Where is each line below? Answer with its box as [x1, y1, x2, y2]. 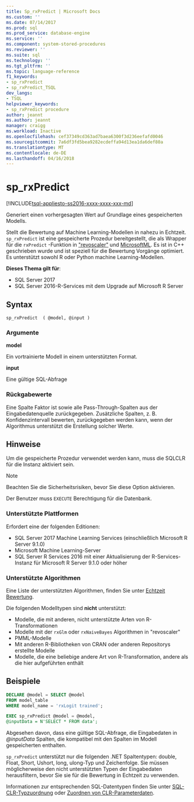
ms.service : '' [6, 36, 43, 42]
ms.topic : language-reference [6, 68, 80, 74]
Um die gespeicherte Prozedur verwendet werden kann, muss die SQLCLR [6, 455, 186, 462]
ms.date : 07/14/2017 [6, 19, 57, 25]
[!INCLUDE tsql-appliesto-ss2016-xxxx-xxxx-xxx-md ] [6, 200, 133, 207]
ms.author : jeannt [6, 118, 51, 123]
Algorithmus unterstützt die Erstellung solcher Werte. [6, 422, 134, 429]
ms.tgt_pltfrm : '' [6, 63, 51, 69]
